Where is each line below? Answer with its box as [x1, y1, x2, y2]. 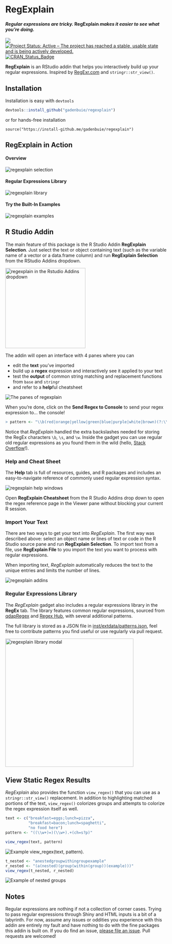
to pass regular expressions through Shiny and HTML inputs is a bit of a [5, 911, 157, 917]
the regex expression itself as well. [5, 806, 78, 812]
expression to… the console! [5, 409, 65, 415]
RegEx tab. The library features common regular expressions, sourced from [5, 607, 165, 613]
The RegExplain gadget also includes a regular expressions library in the [5, 602, 158, 608]
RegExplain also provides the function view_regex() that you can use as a [5, 789, 160, 796]
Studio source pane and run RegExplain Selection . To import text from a [5, 541, 158, 547]
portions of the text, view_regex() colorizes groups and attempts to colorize [5, 800, 165, 806]
